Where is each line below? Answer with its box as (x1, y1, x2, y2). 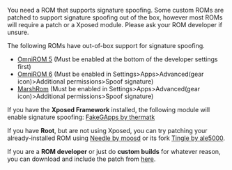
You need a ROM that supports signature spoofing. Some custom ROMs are (7, 6, 224, 14)
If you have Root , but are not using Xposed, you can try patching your (7, 127, 208, 134)
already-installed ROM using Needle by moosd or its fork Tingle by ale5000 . (7, 134, 225, 142)
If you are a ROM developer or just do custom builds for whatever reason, (7, 148, 221, 155)
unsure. (7, 28, 29, 36)
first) (17, 63, 31, 70)
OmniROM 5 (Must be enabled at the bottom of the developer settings (17, 55, 218, 63)
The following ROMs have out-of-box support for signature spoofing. (7, 42, 206, 49)
